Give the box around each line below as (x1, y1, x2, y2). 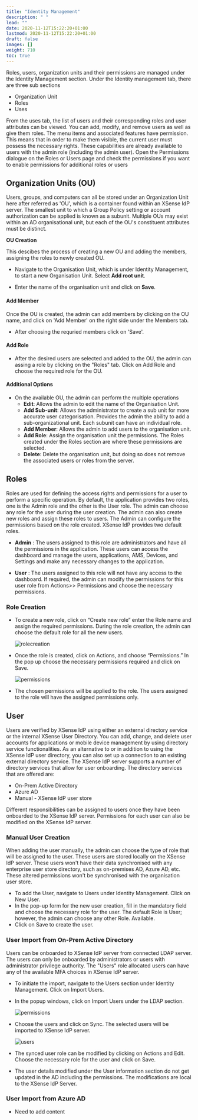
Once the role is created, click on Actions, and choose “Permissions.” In (14, 652, 189, 659)
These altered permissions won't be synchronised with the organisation (6, 872, 180, 879)
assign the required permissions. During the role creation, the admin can (14, 622, 190, 630)
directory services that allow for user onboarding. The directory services (6, 764, 183, 771)
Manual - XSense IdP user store (14, 794, 93, 802)
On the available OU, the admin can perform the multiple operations (14, 394, 179, 401)
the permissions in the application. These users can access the (14, 545, 169, 552)
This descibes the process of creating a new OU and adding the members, (6, 248, 187, 255)
